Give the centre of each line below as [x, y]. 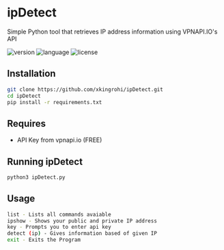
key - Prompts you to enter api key [59, 227]
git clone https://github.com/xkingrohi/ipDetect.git [85, 89]
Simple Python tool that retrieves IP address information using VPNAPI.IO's [112, 32]
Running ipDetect [45, 161]
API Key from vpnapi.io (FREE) [59, 140]
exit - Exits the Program [44, 240]
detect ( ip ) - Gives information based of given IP [82, 234]
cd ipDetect [24, 96]
